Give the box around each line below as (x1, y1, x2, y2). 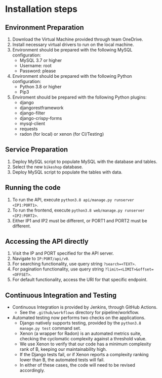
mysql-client (19, 120, 45, 126)
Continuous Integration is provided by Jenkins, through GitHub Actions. (12, 304, 158, 310)
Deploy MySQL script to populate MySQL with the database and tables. (12, 159, 158, 164)
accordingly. (19, 368, 45, 374)
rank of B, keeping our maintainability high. (19, 346, 107, 352)
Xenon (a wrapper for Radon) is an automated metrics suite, (19, 330, 142, 336)
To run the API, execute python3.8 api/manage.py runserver (12, 197, 134, 203)
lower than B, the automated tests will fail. (19, 357, 105, 363)
